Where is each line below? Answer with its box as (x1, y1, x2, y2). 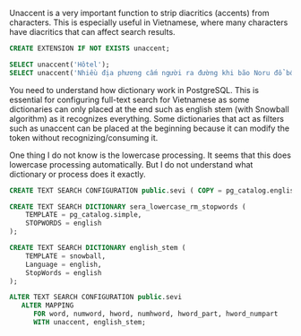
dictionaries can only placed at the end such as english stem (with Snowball (9, 103, 289, 115)
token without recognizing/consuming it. (9, 132, 159, 142)
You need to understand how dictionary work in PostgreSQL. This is (9, 84, 260, 95)
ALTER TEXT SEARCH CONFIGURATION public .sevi (9, 293, 182, 302)
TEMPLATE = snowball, (25, 251, 106, 261)
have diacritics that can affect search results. (9, 27, 176, 37)
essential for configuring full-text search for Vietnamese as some (9, 94, 250, 105)
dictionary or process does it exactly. (9, 168, 146, 179)
